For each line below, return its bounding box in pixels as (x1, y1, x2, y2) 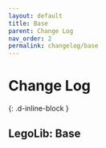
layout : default (8, 11, 63, 20)
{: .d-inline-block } (8, 104, 70, 113)
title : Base (8, 19, 48, 27)
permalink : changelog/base (8, 42, 99, 50)
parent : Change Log (8, 27, 74, 35)
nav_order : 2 (8, 34, 52, 43)
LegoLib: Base (8, 127, 81, 141)
